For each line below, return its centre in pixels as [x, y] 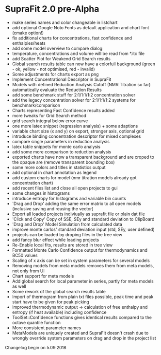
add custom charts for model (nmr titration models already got [74, 177]
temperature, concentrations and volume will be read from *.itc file [78, 53]
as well [19, 286]
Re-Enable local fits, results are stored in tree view [62, 245]
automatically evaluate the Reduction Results [57, 90]
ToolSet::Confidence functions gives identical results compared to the [82, 317]
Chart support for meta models [43, 276]
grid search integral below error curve [50, 121]
